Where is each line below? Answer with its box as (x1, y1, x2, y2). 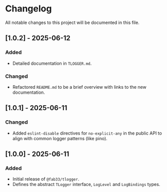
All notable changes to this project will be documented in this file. (5, 19, 140, 25)
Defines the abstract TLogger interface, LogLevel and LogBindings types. (12, 182, 160, 188)
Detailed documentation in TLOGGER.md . (12, 60, 92, 66)
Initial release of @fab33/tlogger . (12, 176, 79, 182)
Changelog (5, 3, 52, 14)
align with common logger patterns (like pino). (12, 135, 107, 141)
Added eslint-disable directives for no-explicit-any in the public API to (12, 130, 162, 136)
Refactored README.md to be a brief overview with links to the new (12, 84, 146, 90)
